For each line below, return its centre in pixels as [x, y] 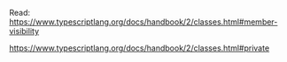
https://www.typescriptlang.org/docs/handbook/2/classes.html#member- [143, 22]
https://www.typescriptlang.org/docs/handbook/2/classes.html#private [140, 48]
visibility [24, 31]
